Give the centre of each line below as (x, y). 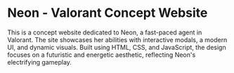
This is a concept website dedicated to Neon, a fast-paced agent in (105, 32)
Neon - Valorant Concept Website (108, 13)
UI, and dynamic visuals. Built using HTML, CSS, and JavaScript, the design (117, 47)
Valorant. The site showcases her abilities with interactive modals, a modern (117, 39)
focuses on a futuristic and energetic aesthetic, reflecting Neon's (102, 55)
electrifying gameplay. (40, 62)
